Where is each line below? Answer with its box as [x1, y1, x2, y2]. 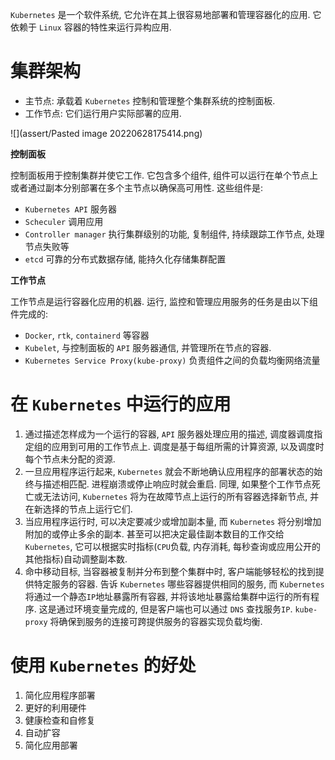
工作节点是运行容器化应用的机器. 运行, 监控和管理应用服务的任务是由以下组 [10, 295, 318, 307]
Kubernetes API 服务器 [24, 203, 117, 215]
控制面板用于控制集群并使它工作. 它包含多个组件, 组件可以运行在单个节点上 [10, 169, 318, 181]
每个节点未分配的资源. [24, 453, 116, 465]
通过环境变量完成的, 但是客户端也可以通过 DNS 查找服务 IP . [56, 603, 293, 615]
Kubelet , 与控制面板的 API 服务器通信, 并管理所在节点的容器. [24, 341, 272, 353]
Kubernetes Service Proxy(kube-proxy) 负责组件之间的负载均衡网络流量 [24, 354, 321, 366]
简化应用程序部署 [24, 689, 96, 701]
